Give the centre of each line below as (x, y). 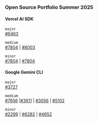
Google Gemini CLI (24, 72)
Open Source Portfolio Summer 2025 (49, 7)
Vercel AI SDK (19, 19)
